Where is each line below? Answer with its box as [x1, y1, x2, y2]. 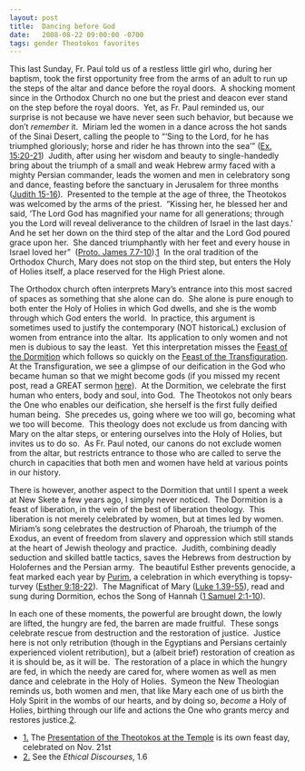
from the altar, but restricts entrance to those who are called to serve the [9, 448, 281, 459]
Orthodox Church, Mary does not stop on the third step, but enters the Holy [9, 256, 291, 268]
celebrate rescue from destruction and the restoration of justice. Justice [9, 628, 281, 638]
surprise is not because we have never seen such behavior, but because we [9, 112, 294, 123]
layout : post [9, 13, 59, 23]
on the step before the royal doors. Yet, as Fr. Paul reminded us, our [9, 102, 265, 114]
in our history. [9, 467, 62, 478]
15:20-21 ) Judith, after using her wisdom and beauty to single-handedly [9, 151, 280, 162]
